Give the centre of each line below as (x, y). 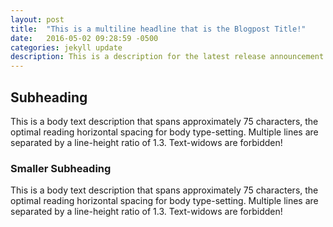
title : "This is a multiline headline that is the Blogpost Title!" (158, 29)
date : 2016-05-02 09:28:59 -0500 (84, 38)
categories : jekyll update (66, 47)
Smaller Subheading (61, 168)
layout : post (37, 19)
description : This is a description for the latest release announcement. (169, 57)
